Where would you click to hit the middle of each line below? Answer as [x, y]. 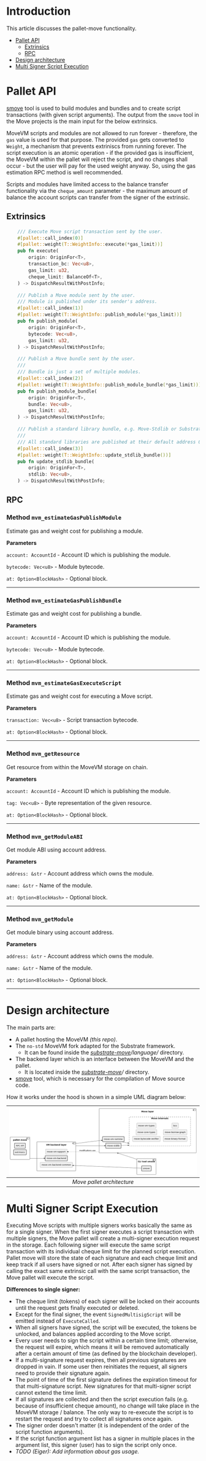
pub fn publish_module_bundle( [57, 391]
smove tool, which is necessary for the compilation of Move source [100, 1079]
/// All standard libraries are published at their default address [107, 442]
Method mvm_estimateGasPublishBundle [64, 600]
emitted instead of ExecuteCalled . [58, 1321]
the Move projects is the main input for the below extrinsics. [82, 121]
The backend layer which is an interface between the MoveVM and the [105, 1059]
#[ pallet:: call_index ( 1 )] [51, 308]
